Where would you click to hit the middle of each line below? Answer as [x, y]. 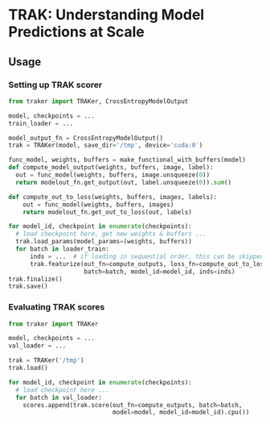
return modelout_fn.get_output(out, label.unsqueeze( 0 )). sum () [123, 182]
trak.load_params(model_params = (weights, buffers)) [104, 242]
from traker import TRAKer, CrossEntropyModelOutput [98, 101]
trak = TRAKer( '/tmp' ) [46, 360]
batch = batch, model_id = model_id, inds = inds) [160, 272]
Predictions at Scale [76, 32]
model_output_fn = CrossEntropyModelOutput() [86, 138]
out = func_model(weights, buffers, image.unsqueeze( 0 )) [113, 175]
